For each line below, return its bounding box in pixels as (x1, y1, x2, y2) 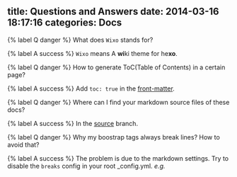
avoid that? (7, 140, 40, 149)
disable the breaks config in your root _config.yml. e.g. (7, 161, 166, 170)
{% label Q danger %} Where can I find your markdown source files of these (7, 98, 230, 106)
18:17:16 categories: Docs (7, 17, 122, 29)
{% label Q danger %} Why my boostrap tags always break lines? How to (7, 132, 221, 141)
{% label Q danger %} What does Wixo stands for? (7, 35, 154, 44)
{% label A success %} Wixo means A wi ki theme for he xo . (7, 49, 178, 57)
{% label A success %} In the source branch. (7, 119, 139, 127)
